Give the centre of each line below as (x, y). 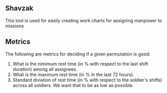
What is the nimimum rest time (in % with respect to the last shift (80, 64)
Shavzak (19, 8)
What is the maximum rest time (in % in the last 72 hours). (73, 74)
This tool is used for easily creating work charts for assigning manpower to (84, 20)
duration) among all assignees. (45, 69)
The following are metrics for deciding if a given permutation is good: (78, 54)
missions (15, 26)
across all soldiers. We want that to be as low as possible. (73, 85)
